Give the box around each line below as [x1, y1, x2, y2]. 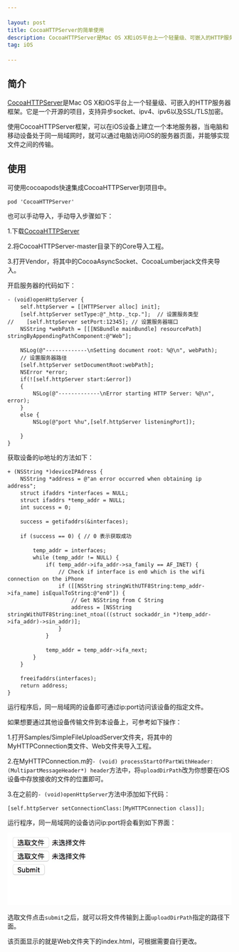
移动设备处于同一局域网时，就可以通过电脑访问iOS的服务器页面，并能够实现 [7, 131, 230, 139]
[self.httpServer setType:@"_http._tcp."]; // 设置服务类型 [20, 310, 199, 318]
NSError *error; [20, 369, 69, 376]
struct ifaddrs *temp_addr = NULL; [20, 497, 126, 504]
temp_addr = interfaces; [33, 546, 107, 554]
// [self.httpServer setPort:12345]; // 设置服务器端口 [7, 318, 179, 325]
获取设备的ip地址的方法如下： [7, 453, 94, 462]
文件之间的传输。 [7, 139, 58, 149]
